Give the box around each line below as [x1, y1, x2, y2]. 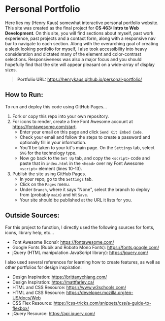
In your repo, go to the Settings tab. [19, 176, 93, 182]
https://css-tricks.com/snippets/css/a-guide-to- [53, 300, 152, 306]
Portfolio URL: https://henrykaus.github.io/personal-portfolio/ [17, 76, 142, 82]
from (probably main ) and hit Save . [19, 192, 89, 197]
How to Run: [5, 91, 43, 99]
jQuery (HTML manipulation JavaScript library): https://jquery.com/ [12, 250, 149, 256]
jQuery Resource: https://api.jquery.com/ [12, 310, 96, 316]
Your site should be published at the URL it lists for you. [19, 197, 132, 203]
